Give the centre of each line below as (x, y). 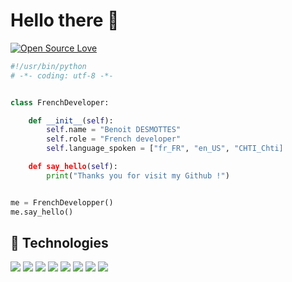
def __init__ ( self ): (71, 120)
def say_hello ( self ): (73, 167)
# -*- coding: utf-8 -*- (62, 75)
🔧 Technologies (59, 242)
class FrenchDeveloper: (60, 102)
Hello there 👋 (65, 20)
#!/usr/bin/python (48, 66)
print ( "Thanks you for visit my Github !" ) (138, 175)
